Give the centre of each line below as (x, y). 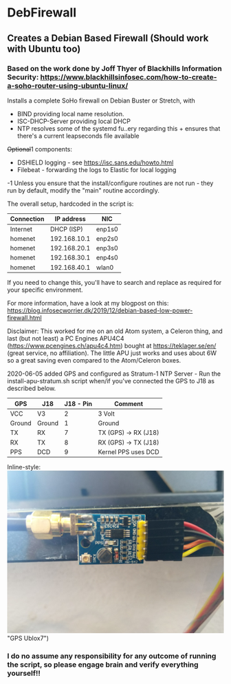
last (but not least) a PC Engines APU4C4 (66, 339)
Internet (21, 229)
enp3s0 (107, 248)
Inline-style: (24, 467)
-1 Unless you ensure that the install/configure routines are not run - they (110, 183)
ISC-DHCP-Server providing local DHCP (74, 121)
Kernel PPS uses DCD (129, 451)
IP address (70, 219)
